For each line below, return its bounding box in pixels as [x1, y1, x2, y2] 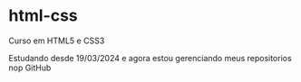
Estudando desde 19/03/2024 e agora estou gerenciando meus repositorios [8, 52, 292, 63]
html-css [8, 5, 78, 26]
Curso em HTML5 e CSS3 [8, 35, 105, 46]
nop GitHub [8, 62, 52, 73]
